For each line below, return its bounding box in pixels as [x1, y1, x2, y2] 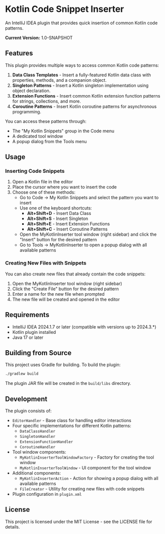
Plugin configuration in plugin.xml [12, 491, 82, 497]
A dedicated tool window [12, 133, 63, 139]
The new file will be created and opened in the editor [12, 296, 120, 302]
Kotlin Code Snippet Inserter [5, 3, 124, 15]
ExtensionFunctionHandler [19, 439, 73, 444]
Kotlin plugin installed [12, 329, 56, 335]
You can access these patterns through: [5, 118, 86, 124]
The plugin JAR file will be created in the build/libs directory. [5, 380, 131, 386]
